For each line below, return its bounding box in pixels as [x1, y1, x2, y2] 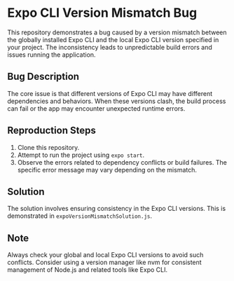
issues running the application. [7, 50, 96, 59]
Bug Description [7, 71, 79, 83]
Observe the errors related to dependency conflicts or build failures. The [17, 158, 228, 166]
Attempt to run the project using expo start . [17, 151, 145, 159]
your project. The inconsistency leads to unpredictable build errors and [7, 43, 212, 51]
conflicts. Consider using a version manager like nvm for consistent [7, 258, 202, 267]
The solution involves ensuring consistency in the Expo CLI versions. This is [7, 205, 226, 213]
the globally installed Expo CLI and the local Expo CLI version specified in [7, 35, 219, 43]
